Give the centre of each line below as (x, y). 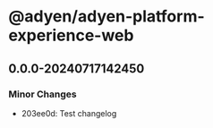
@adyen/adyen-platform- (106, 17)
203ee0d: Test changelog (69, 113)
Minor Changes (43, 94)
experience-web (71, 35)
